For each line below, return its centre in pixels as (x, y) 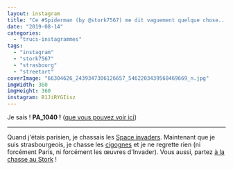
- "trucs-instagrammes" (48, 40)
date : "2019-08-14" (35, 26)
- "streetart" (34, 71)
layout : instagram (34, 14)
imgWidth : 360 (28, 85)
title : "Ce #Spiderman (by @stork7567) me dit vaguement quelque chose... (118, 20)
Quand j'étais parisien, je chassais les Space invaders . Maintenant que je (111, 137)
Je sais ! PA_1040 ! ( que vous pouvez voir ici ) (72, 117)
